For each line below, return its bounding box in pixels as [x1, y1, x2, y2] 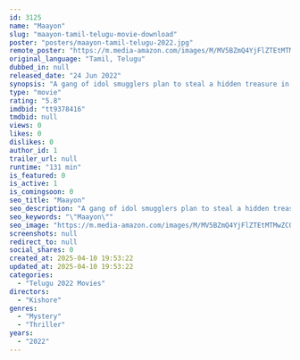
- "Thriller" [17, 321, 66, 330]
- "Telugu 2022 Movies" [17, 279, 105, 288]
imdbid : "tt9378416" [9, 105, 87, 113]
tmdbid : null [9, 113, 58, 121]
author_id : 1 [9, 146, 58, 155]
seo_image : [9, 221, 50, 230]
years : [9, 329, 34, 338]
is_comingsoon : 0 [9, 188, 74, 197]
